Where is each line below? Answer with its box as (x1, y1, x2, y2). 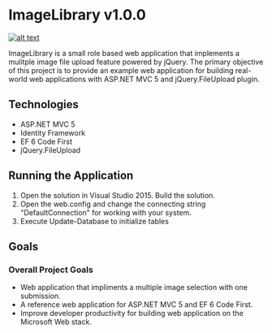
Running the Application (8, 169, 134, 183)
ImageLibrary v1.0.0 (8, 6, 146, 24)
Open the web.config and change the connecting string (19, 199, 206, 209)
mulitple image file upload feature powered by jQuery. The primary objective (8, 57, 264, 67)
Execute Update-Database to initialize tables (19, 216, 169, 226)
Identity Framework (19, 128, 86, 137)
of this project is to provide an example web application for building (8, 65, 234, 75)
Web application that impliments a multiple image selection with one (19, 283, 248, 292)
